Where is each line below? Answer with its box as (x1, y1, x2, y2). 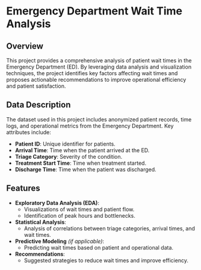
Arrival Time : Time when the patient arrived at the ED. (14, 146, 150, 154)
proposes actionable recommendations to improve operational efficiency (6, 76, 187, 83)
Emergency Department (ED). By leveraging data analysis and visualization (6, 63, 191, 70)
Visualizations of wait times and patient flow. (23, 206, 135, 213)
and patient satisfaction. (6, 82, 66, 90)
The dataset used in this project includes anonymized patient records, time (6, 115, 192, 123)
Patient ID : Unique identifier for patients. (14, 140, 116, 147)
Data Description (6, 100, 71, 110)
